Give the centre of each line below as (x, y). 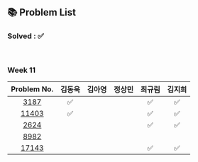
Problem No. (32, 89)
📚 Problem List (42, 12)
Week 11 (22, 70)
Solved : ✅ (26, 36)
